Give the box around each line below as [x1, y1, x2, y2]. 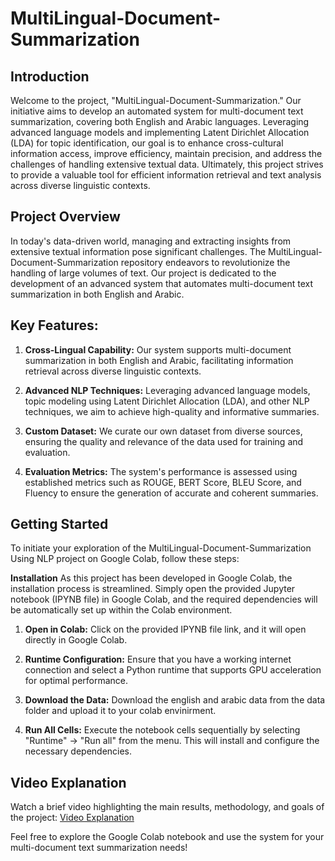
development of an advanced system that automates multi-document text [10, 277, 313, 289]
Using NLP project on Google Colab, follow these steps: [10, 553, 240, 565]
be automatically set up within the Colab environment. [10, 604, 233, 616]
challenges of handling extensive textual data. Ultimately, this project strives [10, 158, 324, 170]
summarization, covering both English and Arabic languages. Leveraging [10, 116, 310, 127]
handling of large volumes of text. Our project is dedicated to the [10, 267, 277, 279]
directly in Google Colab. [24, 634, 128, 646]
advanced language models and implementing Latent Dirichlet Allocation [10, 127, 310, 138]
